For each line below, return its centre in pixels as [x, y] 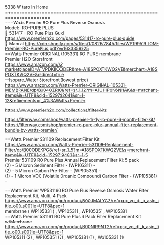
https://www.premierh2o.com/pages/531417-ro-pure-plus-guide [70, 38]
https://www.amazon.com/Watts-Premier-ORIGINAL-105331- [66, 85]
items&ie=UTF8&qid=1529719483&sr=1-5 [47, 155]
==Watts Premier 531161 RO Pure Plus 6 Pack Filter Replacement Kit [73, 216]
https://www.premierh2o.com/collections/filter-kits [56, 110]
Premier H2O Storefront [29, 59]
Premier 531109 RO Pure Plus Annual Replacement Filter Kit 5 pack [72, 160]
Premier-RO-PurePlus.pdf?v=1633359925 [47, 49]
